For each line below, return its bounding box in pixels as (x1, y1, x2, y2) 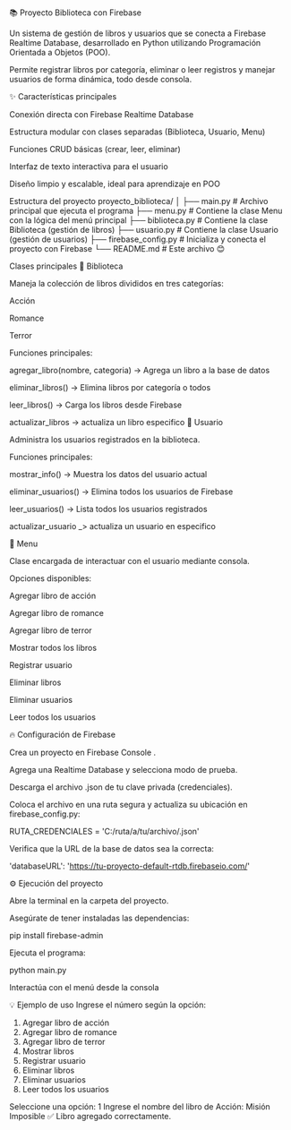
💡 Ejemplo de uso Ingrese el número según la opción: (9, 999, 206, 1010)
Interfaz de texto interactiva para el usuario (9, 161, 168, 172)
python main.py (9, 965, 67, 975)
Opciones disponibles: (9, 573, 92, 584)
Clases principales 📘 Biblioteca (9, 261, 124, 271)
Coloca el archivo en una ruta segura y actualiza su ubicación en (9, 800, 248, 809)
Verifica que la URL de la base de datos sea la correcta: (9, 843, 215, 853)
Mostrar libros (21, 1046, 74, 1057)
